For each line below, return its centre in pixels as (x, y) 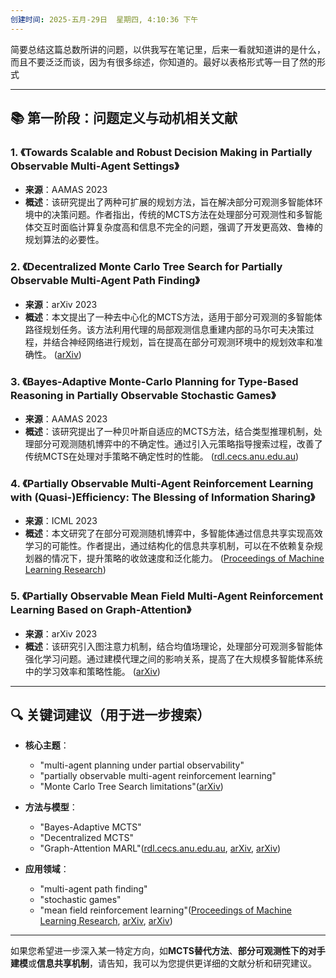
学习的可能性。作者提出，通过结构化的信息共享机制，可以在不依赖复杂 (169, 546)
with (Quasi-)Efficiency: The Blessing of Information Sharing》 (163, 497)
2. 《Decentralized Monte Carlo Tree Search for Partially (146, 267)
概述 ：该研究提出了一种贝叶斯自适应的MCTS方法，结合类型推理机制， (169, 431)
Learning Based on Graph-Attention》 (101, 610)
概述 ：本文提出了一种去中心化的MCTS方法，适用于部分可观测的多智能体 (173, 317)
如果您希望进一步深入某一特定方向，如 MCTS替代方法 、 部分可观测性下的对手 (168, 951)
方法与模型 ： (51, 807)
